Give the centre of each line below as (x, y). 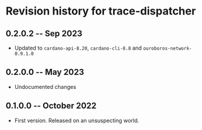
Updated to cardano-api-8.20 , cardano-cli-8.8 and (78, 48)
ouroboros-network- (168, 48)
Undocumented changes (45, 86)
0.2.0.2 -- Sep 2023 (44, 34)
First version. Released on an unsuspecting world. (77, 120)
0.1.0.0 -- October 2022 (51, 106)
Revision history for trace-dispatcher (101, 11)
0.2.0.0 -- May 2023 (45, 72)
